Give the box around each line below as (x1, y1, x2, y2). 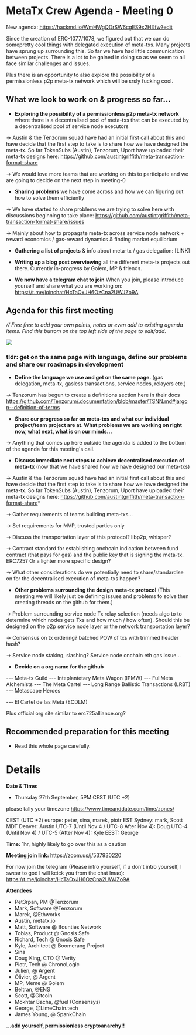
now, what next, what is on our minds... (14, 428, 112, 435)
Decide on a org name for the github (14, 663, 104, 670)
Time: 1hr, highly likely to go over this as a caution (6, 840, 127, 847)
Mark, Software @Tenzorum (14, 905, 83, 912)
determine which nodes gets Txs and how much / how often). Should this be (6, 616, 190, 623)
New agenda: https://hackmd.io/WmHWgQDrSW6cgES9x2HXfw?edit (6, 23, 173, 31)
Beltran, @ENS (14, 986, 51, 993)
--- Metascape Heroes (6, 687, 61, 694)
